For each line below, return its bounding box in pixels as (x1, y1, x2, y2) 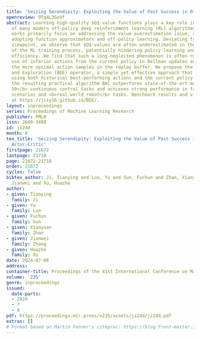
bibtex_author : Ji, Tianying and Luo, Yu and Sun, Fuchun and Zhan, (6, 175, 180, 181)
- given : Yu (6, 202, 36, 208)
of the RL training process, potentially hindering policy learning (11, 48, 185, 54)
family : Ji (11, 197, 39, 203)
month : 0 (6, 130, 28, 137)
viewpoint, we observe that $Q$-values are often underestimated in (11, 42, 185, 48)
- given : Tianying (6, 191, 52, 197)
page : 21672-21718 (6, 158, 52, 164)
